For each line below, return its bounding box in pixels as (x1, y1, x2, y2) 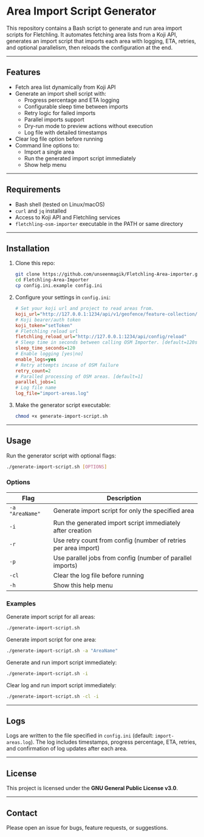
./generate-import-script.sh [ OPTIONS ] (6, 464, 107, 470)
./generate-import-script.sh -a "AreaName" (6, 648, 118, 654)
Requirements (6, 185, 61, 195)
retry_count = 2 (15, 367, 51, 374)
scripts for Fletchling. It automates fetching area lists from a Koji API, (6, 30, 178, 38)
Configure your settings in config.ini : (15, 294, 111, 301)
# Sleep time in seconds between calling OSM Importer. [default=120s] (15, 339, 200, 345)
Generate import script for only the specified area (53, 506, 194, 515)
